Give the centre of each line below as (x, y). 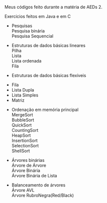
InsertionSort (24, 141)
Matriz (18, 100)
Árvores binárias (28, 160)
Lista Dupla (23, 90)
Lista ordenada (26, 61)
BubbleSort (23, 120)
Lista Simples (25, 95)
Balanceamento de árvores (38, 185)
